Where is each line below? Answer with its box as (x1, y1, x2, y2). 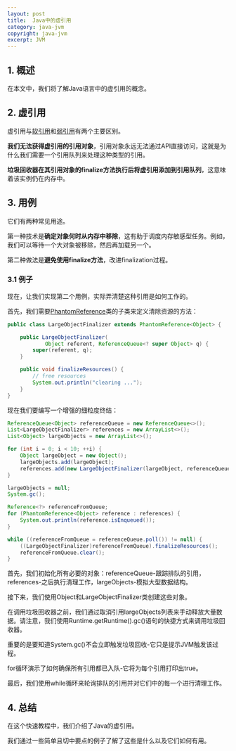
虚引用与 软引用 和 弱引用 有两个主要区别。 (7, 127, 124, 135)
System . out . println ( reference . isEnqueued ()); (20, 517, 156, 524)
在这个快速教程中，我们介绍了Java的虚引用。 (7, 721, 138, 730)
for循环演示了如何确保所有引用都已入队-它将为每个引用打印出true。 (7, 664, 202, 672)
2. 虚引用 (7, 107, 46, 119)
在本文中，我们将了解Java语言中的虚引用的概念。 (7, 84, 151, 92)
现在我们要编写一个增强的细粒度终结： (7, 406, 118, 414)
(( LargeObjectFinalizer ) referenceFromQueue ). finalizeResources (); (20, 542, 218, 549)
